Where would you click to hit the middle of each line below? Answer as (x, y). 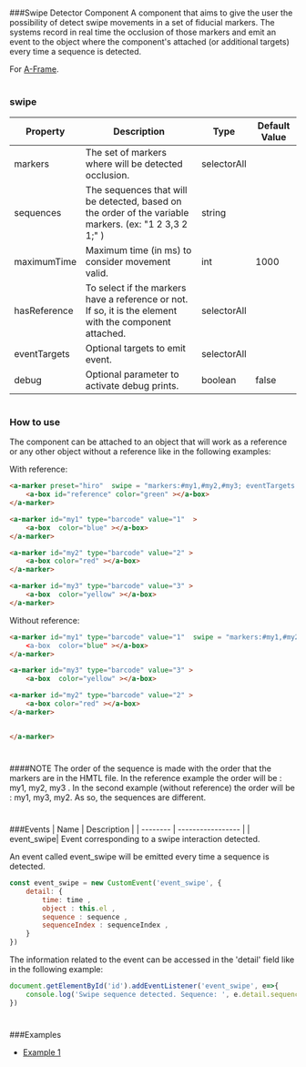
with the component (128, 321)
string (214, 212)
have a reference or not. (137, 299)
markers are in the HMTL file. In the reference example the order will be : (146, 777)
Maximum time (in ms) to (138, 250)
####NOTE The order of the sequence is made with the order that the (140, 768)
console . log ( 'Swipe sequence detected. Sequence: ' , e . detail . (148, 994)
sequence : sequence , (85, 917)
